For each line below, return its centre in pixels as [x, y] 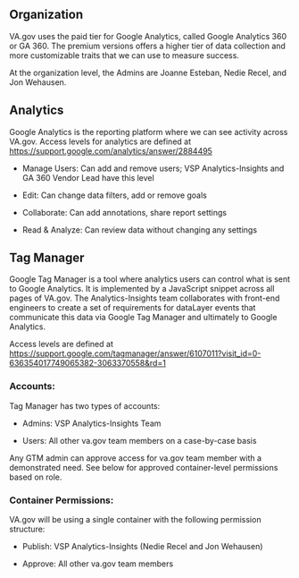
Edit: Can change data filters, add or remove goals [114, 195]
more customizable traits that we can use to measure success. [124, 55]
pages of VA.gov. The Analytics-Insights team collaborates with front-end [145, 298]
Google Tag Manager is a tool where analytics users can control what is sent [150, 279]
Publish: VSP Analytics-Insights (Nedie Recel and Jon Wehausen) [142, 547]
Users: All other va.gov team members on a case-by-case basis [139, 440]
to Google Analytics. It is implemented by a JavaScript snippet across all [142, 289]
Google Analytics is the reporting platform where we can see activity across [149, 132]
